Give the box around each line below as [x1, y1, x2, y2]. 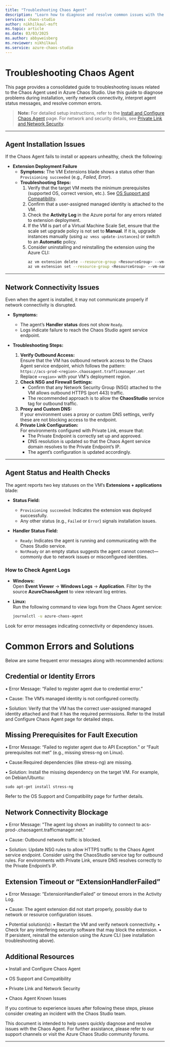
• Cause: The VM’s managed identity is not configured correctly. [5, 695, 140, 701]
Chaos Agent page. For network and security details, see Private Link [17, 115, 162, 121]
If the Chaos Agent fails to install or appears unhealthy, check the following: [5, 153, 163, 160]
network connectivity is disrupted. [5, 301, 77, 308]
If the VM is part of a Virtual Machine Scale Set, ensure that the [27, 223, 159, 229]
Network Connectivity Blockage [5, 808, 108, 817]
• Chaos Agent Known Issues [5, 995, 67, 1001]
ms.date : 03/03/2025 [5, 31, 49, 36]
